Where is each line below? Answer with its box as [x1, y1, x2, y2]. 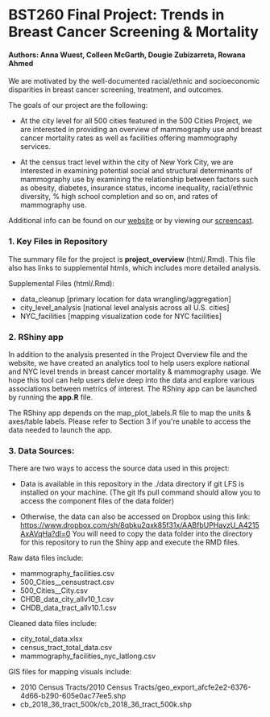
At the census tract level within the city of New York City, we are [19, 157, 234, 167]
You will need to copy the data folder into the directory [72, 529, 253, 539]
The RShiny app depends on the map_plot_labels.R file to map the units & [8, 408, 251, 417]
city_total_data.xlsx [19, 634, 83, 644]
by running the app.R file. [8, 392, 93, 402]
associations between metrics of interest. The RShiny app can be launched [8, 383, 258, 393]
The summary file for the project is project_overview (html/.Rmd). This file [8, 254, 256, 263]
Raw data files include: [8, 553, 84, 563]
